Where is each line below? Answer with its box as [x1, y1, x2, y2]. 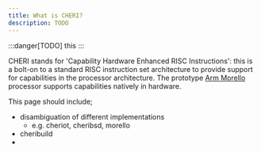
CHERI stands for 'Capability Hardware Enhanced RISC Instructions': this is [8, 56, 253, 66]
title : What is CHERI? [8, 11, 83, 20]
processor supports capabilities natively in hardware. [8, 81, 182, 91]
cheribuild [19, 128, 53, 139]
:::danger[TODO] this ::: [8, 40, 85, 50]
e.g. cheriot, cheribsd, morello [31, 120, 131, 130]
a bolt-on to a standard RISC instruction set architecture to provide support [8, 64, 254, 74]
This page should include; [8, 97, 93, 106]
